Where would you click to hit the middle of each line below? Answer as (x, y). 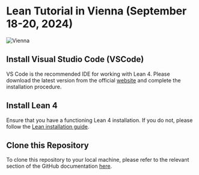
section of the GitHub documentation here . (59, 166)
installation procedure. (34, 87)
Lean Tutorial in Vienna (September (96, 11)
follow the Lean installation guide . (48, 126)
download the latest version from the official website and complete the (94, 80)
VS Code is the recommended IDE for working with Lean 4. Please (88, 74)
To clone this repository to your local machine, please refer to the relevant (98, 160)
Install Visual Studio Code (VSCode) (75, 59)
